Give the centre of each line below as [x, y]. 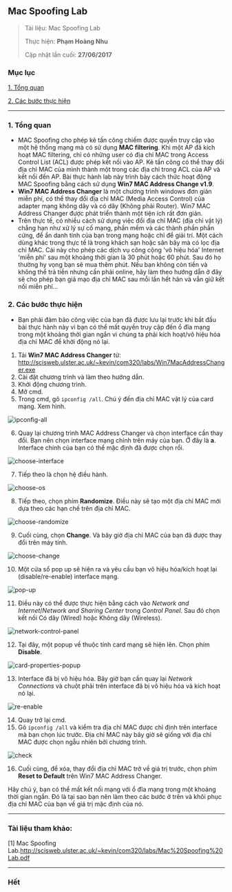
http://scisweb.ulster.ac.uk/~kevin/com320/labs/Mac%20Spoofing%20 [122, 850]
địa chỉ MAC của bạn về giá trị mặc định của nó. [76, 804]
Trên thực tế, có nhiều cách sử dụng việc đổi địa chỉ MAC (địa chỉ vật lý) [120, 221]
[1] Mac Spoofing [32, 843]
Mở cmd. [30, 392]
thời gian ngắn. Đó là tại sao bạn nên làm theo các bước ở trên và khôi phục [115, 796]
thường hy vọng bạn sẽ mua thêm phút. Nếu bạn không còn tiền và [113, 265]
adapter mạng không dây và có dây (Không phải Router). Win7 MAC [114, 206]
